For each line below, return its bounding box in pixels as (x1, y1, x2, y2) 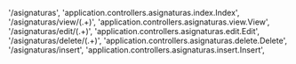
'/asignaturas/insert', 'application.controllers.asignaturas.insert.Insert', (8, 45, 266, 55)
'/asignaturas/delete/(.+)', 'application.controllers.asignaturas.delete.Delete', (8, 35, 288, 46)
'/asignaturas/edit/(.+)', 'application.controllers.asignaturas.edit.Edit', (8, 26, 260, 36)
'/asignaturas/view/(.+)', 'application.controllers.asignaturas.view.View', (8, 17, 270, 27)
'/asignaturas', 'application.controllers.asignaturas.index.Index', (8, 8, 240, 18)
